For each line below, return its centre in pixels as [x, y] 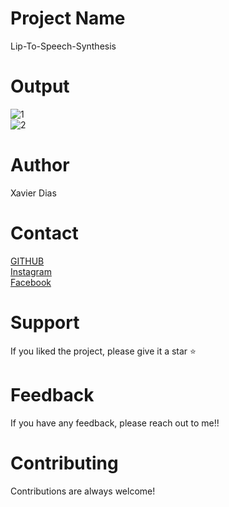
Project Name [68, 18]
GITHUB [27, 261]
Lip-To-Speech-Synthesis [63, 46]
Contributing [64, 463]
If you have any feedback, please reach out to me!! [115, 423]
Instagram [31, 271]
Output [40, 86]
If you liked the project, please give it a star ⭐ [103, 351]
